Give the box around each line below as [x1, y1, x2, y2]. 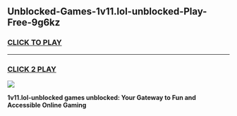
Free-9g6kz [7, 17, 61, 29]
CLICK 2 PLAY [7, 64, 56, 74]
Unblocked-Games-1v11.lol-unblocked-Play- [7, 6, 207, 18]
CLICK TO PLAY [7, 38, 62, 48]
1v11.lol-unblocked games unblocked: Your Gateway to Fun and [7, 93, 196, 101]
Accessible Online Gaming [7, 101, 87, 109]
